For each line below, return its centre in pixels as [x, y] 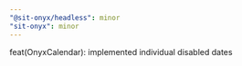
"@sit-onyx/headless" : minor [65, 18]
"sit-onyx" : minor [44, 26]
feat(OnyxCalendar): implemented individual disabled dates [121, 52]
